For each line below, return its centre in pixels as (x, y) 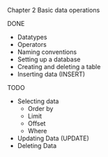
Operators (32, 44)
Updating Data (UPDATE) (53, 138)
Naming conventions (47, 52)
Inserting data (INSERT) (51, 74)
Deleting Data (37, 145)
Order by (40, 109)
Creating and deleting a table (59, 67)
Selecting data (38, 101)
